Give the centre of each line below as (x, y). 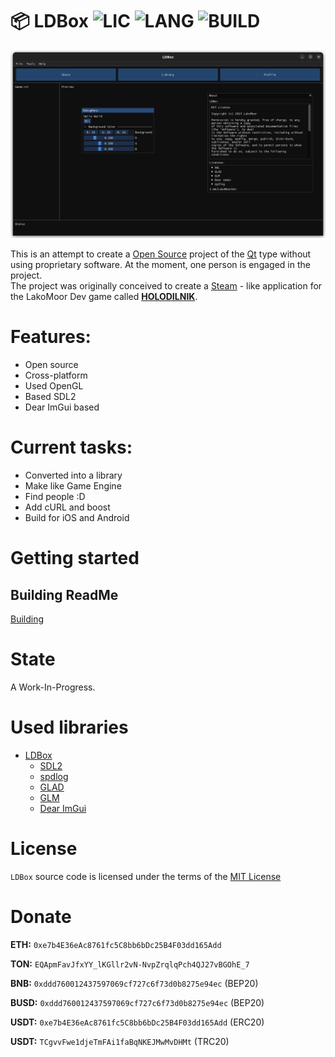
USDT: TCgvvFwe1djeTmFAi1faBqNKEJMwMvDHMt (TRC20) (120, 1041)
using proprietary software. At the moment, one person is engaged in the (160, 265)
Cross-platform (56, 375)
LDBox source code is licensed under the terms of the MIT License (146, 876)
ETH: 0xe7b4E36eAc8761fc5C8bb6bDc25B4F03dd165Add (116, 944)
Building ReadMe (64, 594)
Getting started (75, 558)
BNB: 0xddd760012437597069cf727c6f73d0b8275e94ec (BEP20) (134, 983)
